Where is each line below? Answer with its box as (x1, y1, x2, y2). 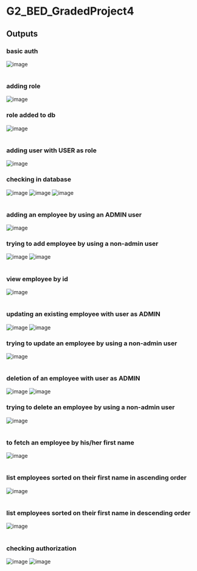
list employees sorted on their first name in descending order (6, 509, 191, 517)
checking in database (6, 175, 72, 184)
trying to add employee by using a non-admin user (6, 239, 159, 248)
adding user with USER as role (6, 146, 97, 155)
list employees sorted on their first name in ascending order (6, 474, 187, 482)
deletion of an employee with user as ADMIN (6, 374, 140, 383)
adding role (6, 82, 41, 91)
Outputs (6, 29, 38, 39)
